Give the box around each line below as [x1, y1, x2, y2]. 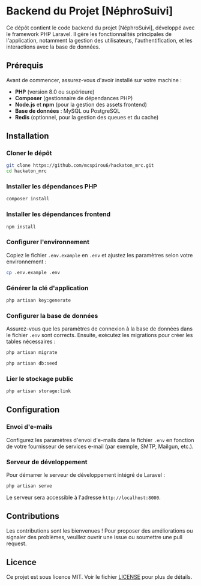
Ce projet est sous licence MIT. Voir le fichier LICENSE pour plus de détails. [6, 573, 193, 580]
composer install [6, 196, 50, 202]
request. [6, 540, 27, 547]
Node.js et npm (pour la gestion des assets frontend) [14, 101, 147, 108]
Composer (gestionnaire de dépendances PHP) [14, 94, 133, 101]
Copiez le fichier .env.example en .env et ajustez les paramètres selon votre [6, 251, 193, 259]
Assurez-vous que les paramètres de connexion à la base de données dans [6, 325, 193, 332]
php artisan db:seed [6, 360, 58, 366]
